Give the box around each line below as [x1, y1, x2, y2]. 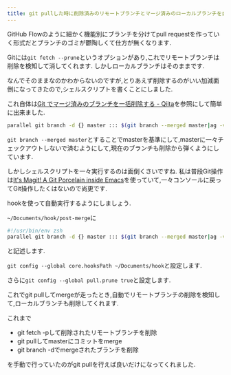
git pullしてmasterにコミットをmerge [16, 337, 122, 345]
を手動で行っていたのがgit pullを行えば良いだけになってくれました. [7, 361, 196, 369]
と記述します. [7, 247, 46, 255]
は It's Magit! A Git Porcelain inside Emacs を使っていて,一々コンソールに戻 [7, 175, 216, 184]
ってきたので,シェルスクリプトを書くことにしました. [25, 85, 173, 93]
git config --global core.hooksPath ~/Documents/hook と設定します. [7, 261, 203, 270]
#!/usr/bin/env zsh [7, 227, 63, 234]
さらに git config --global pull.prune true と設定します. [7, 276, 171, 284]
